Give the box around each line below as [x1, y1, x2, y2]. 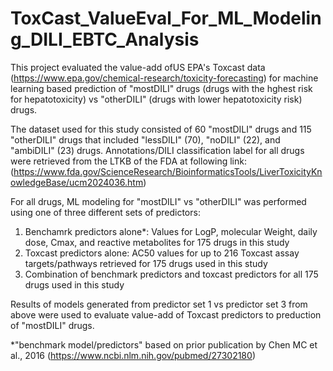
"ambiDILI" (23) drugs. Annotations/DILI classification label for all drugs [10, 144, 305, 156]
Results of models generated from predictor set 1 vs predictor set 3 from [10, 298, 308, 310]
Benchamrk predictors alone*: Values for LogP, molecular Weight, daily [24, 225, 318, 237]
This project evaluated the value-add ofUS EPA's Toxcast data [10, 61, 266, 73]
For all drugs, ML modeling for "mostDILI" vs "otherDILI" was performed [10, 195, 307, 207]
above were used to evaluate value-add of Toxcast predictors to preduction [10, 308, 322, 321]
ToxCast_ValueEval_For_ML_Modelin [10, 7, 322, 30]
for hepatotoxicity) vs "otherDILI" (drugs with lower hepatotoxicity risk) [10, 93, 303, 105]
